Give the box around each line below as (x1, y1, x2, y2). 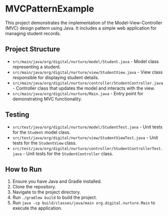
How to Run (5, 165, 42, 174)
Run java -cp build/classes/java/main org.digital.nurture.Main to (12, 200, 155, 206)
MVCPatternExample (5, 3, 94, 15)
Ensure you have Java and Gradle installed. (12, 178, 102, 184)
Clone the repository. (12, 184, 56, 190)
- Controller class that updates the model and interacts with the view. (12, 85, 155, 91)
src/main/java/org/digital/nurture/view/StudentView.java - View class (12, 69, 163, 75)
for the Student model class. (12, 129, 71, 135)
